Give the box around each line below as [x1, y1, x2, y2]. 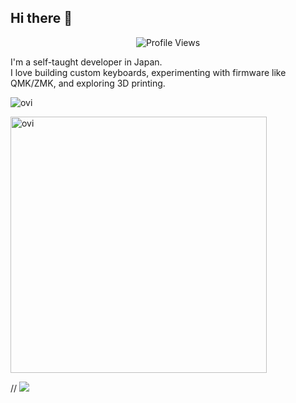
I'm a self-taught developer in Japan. [10, 56, 163, 68]
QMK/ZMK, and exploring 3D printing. [10, 77, 166, 89]
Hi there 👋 [10, 10, 73, 27]
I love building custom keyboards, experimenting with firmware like [10, 66, 287, 78]
